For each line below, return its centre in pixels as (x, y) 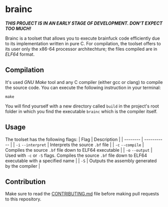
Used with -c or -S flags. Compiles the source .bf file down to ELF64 (76, 155)
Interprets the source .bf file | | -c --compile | (97, 145)
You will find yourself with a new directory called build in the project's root (82, 106)
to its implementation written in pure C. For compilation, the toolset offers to (83, 43)
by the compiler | (23, 166)
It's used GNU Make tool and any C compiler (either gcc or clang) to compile (84, 82)
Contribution (25, 182)
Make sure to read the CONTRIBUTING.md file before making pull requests (82, 194)
